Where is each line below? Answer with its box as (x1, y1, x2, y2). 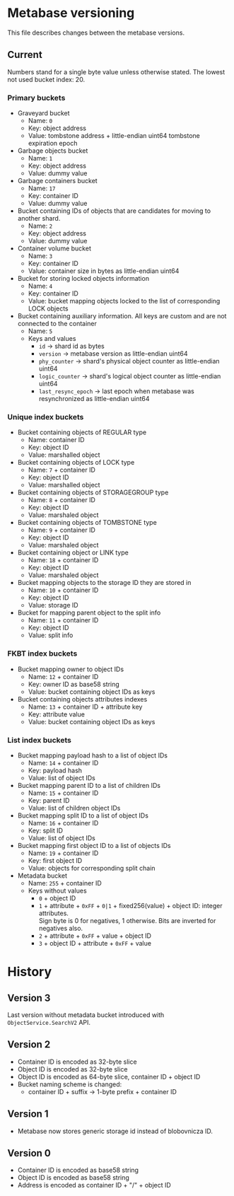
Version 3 (7, 992, 51, 1004)
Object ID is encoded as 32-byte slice (17, 1064, 128, 1073)
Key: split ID (28, 826, 64, 835)
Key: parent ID (28, 796, 70, 804)
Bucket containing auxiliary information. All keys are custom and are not (17, 312, 227, 320)
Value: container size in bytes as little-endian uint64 (28, 267, 180, 275)
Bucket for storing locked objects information (17, 274, 150, 283)
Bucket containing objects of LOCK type (17, 458, 135, 467)
